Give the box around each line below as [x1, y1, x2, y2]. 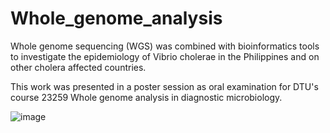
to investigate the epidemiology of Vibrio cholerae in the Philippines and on [10, 50, 320, 62]
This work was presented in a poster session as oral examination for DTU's [10, 80, 319, 92]
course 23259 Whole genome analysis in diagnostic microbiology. [10, 91, 283, 103]
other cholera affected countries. [10, 61, 147, 73]
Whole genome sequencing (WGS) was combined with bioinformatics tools [10, 40, 320, 52]
